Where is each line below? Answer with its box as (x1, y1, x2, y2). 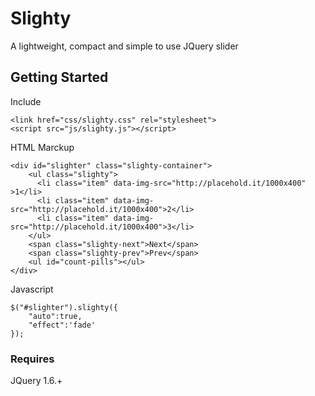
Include (10, 95, 42, 107)
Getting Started (10, 69, 109, 86)
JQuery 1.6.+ (10, 375, 63, 387)
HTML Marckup (10, 141, 75, 153)
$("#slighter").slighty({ (10, 302, 118, 312)
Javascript (10, 283, 54, 295)
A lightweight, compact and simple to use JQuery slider (10, 40, 239, 52)
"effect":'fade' (28, 320, 97, 330)
